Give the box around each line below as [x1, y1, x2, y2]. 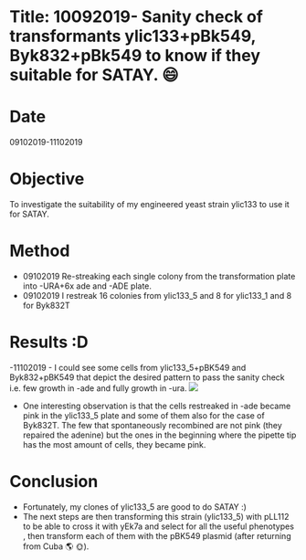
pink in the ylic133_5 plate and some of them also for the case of [22, 409, 265, 421]
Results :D [9, 332, 89, 353]
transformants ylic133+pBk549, [9, 26, 257, 47]
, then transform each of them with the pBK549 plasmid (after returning [22, 530, 291, 541]
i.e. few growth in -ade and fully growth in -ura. [9, 382, 187, 394]
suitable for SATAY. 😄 [9, 65, 179, 86]
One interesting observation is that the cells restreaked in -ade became [22, 400, 291, 411]
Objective [9, 169, 85, 189]
